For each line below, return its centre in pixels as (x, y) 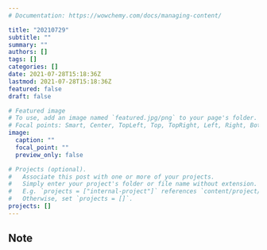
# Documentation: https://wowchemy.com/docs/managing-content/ (115, 15)
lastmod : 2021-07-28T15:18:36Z (60, 81)
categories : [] (33, 67)
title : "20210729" (39, 30)
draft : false (30, 96)
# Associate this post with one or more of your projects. (112, 177)
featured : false (35, 89)
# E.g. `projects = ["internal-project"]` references (103, 191)
